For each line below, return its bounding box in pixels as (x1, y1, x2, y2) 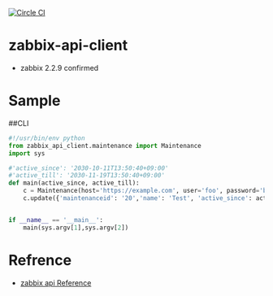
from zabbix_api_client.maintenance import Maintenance (8, 141, 201, 150)
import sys (8, 149, 45, 158)
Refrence (8, 250, 71, 269)
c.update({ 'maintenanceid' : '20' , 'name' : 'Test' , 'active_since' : (23, 194, 253, 202)
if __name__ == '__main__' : (8, 215, 104, 224)
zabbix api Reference (19, 277, 92, 288)
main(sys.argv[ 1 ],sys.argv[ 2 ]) (23, 224, 129, 232)
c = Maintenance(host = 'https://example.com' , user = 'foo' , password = (23, 187, 260, 195)
